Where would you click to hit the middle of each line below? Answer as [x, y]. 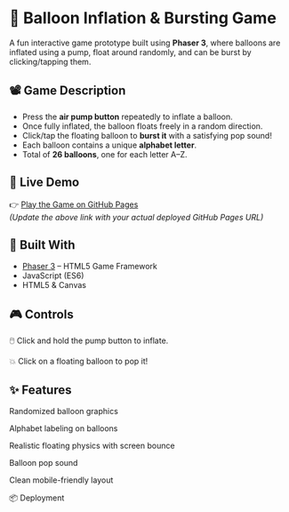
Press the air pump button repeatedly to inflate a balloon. [127, 116]
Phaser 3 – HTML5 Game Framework [90, 267]
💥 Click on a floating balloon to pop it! [79, 361]
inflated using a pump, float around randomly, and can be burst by [130, 52]
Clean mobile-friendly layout [61, 480]
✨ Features [40, 390]
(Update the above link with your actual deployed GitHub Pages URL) [136, 217]
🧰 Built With [42, 245]
